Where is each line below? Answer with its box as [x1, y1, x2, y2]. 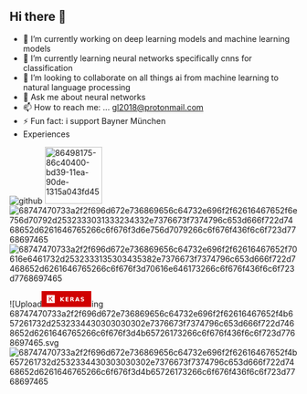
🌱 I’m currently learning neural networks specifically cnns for [22, 52, 253, 64]
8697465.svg [9, 337, 59, 347]
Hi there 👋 [9, 9, 67, 25]
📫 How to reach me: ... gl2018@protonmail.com [22, 101, 204, 112]
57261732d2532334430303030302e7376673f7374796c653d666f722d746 [9, 317, 295, 328]
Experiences [22, 129, 70, 140]
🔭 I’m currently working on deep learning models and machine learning [22, 33, 291, 44]
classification [22, 62, 73, 73]
